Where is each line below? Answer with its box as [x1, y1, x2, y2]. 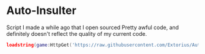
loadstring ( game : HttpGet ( [6, 42, 72, 48]
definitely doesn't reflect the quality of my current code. [6, 30, 148, 37]
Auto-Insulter [6, 4, 77, 18]
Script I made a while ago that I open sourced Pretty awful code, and [6, 24, 179, 31]
